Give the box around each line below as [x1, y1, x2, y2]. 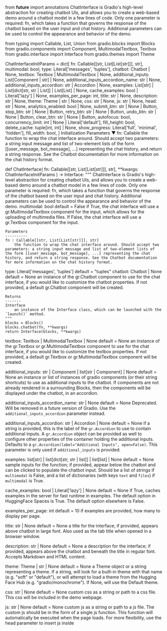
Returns [5, 294, 21, 299]
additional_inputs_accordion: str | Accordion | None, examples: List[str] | [5, 82, 154, 88]
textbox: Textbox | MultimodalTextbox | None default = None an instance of [5, 338, 160, 344]
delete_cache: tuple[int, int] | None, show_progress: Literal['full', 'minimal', [5, 125, 157, 131]
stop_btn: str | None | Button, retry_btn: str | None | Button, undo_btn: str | [5, 109, 157, 115]
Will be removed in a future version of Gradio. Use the [5, 405, 116, 411]
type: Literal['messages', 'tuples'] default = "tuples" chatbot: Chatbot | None [5, 269, 162, 274]
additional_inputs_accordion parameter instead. [5, 410, 106, 416]
